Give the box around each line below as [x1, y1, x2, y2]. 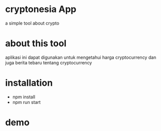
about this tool [5, 38, 67, 49]
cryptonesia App [5, 4, 77, 15]
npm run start [12, 99, 41, 105]
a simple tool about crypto [5, 20, 59, 26]
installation [5, 77, 53, 89]
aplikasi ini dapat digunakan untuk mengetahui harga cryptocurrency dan [5, 54, 156, 60]
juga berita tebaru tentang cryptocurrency [5, 59, 92, 66]
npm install [12, 94, 36, 100]
